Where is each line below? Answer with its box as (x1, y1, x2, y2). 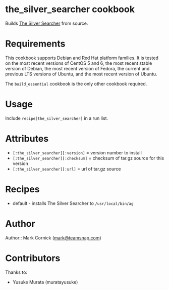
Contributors (5, 252, 61, 264)
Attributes (5, 133, 49, 144)
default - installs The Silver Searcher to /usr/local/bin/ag (12, 200, 134, 206)
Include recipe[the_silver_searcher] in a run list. (5, 115, 108, 121)
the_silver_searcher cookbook (5, 4, 135, 15)
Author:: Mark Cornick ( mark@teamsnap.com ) (5, 234, 102, 241)
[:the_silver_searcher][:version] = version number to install (12, 149, 142, 155)
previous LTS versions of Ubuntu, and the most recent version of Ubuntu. (5, 71, 157, 77)
